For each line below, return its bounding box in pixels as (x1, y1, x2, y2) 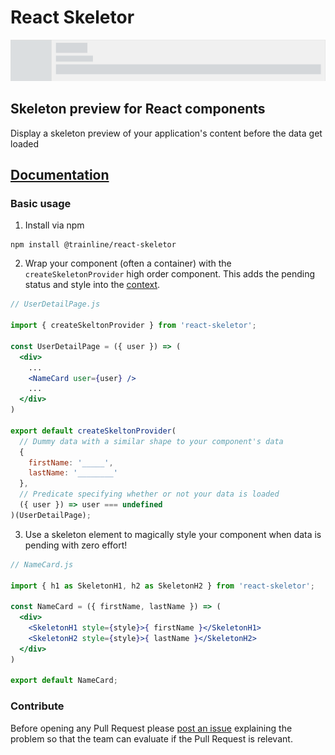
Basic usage (10, 197, 72, 211)
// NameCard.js (10, 559, 74, 570)
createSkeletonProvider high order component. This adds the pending (24, 268, 316, 280)
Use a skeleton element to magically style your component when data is (24, 528, 322, 540)
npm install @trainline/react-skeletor (10, 240, 177, 250)
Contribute (10, 699, 65, 713)
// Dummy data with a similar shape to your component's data (19, 436, 284, 446)
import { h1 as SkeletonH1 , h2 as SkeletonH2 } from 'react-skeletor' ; (10, 581, 315, 591)
